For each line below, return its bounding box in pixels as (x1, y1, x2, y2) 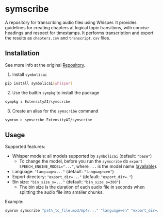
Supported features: (5, 144, 45, 149)
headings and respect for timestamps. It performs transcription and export (5, 30, 154, 36)
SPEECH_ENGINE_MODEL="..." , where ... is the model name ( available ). (19, 163, 158, 169)
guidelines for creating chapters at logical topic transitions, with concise (5, 24, 149, 30)
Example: (5, 199, 24, 205)
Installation (5, 49, 40, 57)
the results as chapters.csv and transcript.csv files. (5, 35, 111, 41)
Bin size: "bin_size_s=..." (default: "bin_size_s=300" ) (12, 179, 121, 185)
